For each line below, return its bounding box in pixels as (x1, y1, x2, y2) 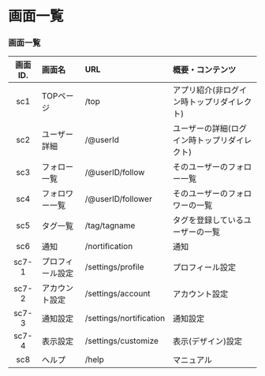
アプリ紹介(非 (172, 84, 223, 95)
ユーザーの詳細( (172, 123, 231, 134)
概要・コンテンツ (172, 65, 237, 76)
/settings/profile (84, 262, 144, 273)
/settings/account (84, 289, 151, 300)
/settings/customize (84, 336, 159, 347)
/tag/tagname (84, 220, 136, 231)
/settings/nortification (84, 313, 166, 324)
